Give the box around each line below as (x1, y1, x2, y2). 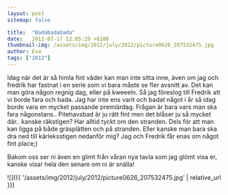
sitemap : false (7, 17, 51, 23)
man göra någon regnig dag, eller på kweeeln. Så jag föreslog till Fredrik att (7, 88, 220, 96)
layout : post (7, 10, 45, 17)
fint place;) (7, 139, 38, 147)
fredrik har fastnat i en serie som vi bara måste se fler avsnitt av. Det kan (7, 81, 214, 89)
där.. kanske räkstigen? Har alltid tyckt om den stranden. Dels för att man (7, 117, 214, 125)
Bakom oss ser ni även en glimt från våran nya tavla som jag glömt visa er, (7, 152, 218, 161)
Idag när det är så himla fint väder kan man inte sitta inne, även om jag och (7, 73, 219, 81)
